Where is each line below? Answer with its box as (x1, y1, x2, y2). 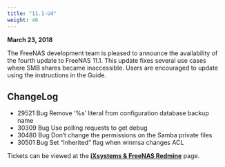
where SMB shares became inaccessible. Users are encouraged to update (7, 63, 219, 72)
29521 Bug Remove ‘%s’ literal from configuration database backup (17, 109, 209, 117)
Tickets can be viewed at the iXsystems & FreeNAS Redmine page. (7, 152, 200, 160)
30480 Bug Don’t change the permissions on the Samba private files (17, 131, 213, 139)
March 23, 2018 (7, 35, 53, 43)
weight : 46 (7, 17, 39, 23)
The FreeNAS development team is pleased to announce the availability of (7, 49, 218, 57)
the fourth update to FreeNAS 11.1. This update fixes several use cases (7, 56, 206, 64)
